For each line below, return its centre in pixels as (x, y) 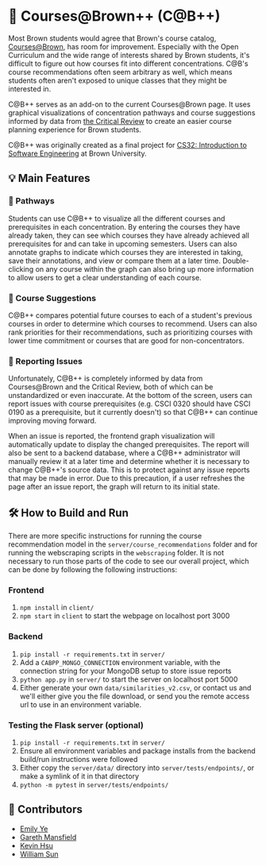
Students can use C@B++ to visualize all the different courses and (117, 218)
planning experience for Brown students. (75, 130)
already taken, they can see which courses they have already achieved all (129, 235)
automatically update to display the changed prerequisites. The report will (129, 445)
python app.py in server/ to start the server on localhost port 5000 (129, 679)
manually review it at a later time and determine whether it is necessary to (129, 462)
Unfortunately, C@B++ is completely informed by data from (106, 379)
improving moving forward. (52, 421)
